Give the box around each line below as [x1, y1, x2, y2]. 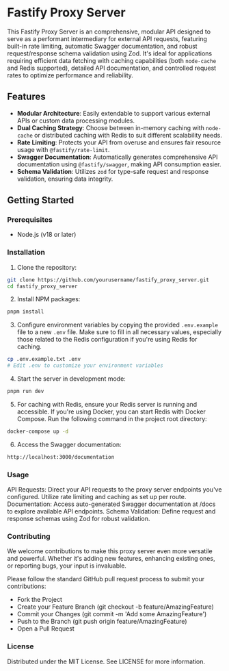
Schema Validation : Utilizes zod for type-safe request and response [16, 167, 209, 175]
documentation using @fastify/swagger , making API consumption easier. [16, 160, 221, 168]
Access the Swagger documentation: [16, 440, 122, 448]
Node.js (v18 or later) [16, 231, 77, 239]
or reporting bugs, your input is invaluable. [7, 561, 126, 570]
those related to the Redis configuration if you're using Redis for [16, 335, 198, 344]
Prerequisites [7, 215, 53, 225]
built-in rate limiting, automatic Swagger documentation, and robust [7, 42, 198, 50]
